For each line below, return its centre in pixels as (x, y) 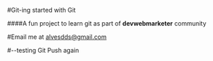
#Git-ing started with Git (41, 10)
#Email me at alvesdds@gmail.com (57, 37)
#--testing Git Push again (43, 50)
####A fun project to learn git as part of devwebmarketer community (107, 23)
